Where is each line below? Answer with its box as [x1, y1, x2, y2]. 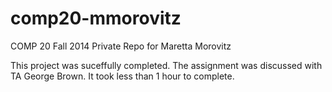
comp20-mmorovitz [10, 7, 182, 30]
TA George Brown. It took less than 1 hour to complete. [10, 70, 235, 82]
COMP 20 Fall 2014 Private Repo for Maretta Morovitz [10, 40, 232, 52]
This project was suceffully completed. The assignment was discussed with [10, 59, 323, 71]
